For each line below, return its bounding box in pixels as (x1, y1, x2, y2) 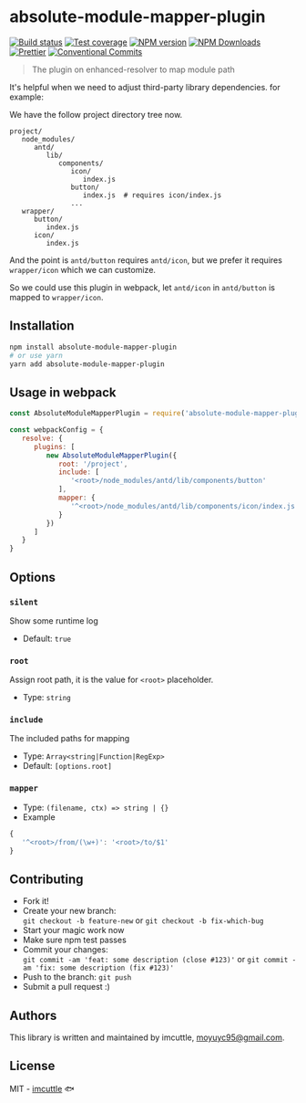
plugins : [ (33, 442, 76, 451)
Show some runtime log (9, 615, 98, 626)
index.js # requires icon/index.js (82, 190, 222, 200)
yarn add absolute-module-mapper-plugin (9, 359, 166, 369)
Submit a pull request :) (22, 982, 111, 993)
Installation (9, 318, 75, 334)
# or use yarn (9, 351, 64, 360)
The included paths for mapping (9, 733, 130, 744)
